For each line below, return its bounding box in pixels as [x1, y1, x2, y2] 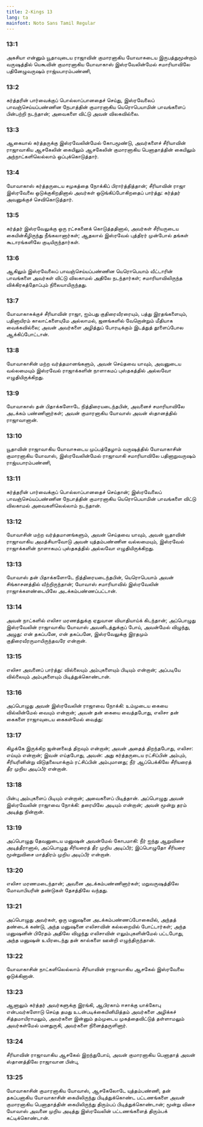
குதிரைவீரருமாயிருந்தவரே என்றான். [6, 637, 87, 644]
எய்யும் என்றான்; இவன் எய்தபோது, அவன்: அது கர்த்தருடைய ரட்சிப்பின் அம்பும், [6, 751, 187, 759]
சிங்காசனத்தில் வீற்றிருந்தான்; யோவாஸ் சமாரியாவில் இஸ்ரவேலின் [6, 580, 159, 588]
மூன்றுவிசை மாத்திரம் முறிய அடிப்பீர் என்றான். [6, 851, 111, 858]
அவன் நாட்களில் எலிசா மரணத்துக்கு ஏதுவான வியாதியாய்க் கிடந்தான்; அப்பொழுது [6, 617, 196, 624]
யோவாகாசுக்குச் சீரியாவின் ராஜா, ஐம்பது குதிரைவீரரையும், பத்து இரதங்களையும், [6, 310, 188, 318]
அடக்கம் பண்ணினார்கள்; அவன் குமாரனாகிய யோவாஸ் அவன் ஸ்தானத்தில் [6, 409, 177, 417]
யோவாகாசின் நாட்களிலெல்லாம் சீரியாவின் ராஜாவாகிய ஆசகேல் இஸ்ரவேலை [6, 965, 184, 972]
